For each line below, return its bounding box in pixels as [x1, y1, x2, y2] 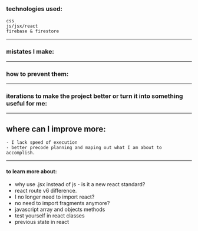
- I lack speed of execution [6, 140, 78, 146]
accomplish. [6, 150, 35, 156]
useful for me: [6, 99, 47, 107]
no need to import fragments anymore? [14, 200, 110, 207]
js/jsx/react [6, 23, 38, 29]
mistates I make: [6, 48, 54, 56]
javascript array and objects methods [14, 206, 105, 213]
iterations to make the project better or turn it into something [6, 92, 183, 100]
